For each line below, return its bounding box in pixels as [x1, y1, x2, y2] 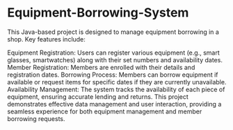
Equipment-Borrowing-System [7, 5, 189, 21]
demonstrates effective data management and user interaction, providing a [7, 100, 222, 108]
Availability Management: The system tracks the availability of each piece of [7, 85, 225, 93]
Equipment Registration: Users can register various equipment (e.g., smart [7, 48, 220, 57]
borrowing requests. [7, 114, 65, 122]
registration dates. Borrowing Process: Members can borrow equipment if [7, 71, 218, 79]
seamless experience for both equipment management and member [7, 107, 202, 115]
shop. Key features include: [7, 35, 86, 43]
